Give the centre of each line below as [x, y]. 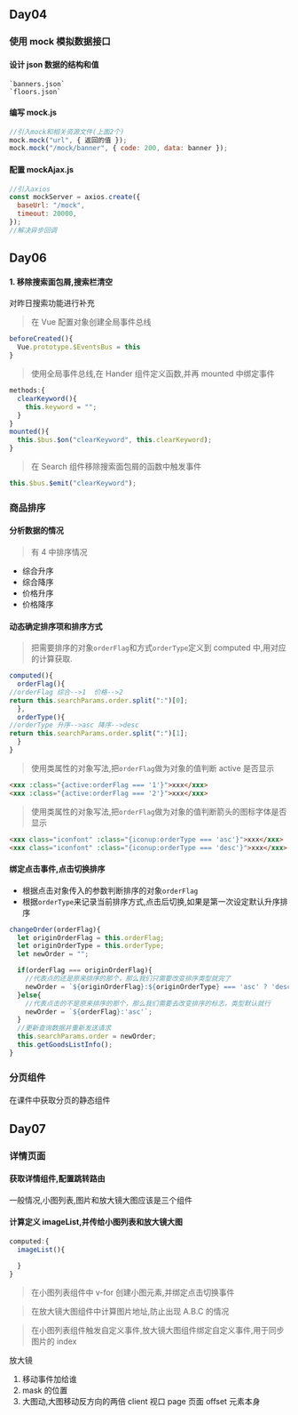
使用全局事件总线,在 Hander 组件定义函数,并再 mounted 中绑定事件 [153, 374]
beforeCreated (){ [41, 339]
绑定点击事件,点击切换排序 [57, 869]
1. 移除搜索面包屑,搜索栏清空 [61, 281]
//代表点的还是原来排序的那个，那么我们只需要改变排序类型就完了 [128, 979]
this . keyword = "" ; [61, 407]
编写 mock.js [33, 113]
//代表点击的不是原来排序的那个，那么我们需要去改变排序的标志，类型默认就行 [148, 1003]
